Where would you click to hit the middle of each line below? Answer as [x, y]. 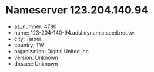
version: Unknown [36, 57]
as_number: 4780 [35, 26]
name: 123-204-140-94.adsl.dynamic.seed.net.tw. [75, 32]
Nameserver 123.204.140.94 [77, 10]
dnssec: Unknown [36, 64]
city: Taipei [27, 39]
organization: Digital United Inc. [52, 51]
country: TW [29, 45]
